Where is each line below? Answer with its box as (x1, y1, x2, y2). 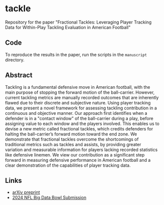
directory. (5, 57, 24, 63)
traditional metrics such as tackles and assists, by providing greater (5, 141, 141, 147)
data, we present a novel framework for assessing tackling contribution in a (5, 105, 157, 111)
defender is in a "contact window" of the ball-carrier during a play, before (5, 115, 153, 121)
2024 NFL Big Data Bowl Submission (12, 195, 87, 201)
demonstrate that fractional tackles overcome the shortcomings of (5, 136, 139, 142)
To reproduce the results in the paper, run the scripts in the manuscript (5, 51, 147, 57)
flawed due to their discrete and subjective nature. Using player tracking (5, 100, 151, 105)
